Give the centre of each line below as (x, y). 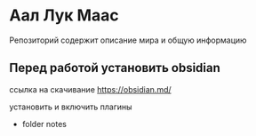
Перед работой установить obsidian (115, 68)
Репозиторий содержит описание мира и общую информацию (128, 40)
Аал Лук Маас (64, 16)
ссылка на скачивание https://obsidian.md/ (90, 89)
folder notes (44, 124)
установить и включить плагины (71, 107)
